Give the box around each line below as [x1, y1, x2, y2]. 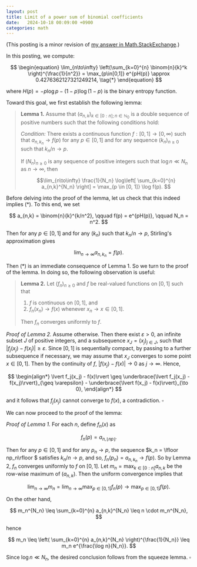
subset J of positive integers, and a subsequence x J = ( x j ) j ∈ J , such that [6, 337, 182, 345]
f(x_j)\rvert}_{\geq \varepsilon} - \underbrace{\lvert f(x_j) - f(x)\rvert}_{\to [9, 379, 188, 386]
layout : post [6, 8, 38, 15]
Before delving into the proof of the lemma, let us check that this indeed [6, 194, 181, 202]
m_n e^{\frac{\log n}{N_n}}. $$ [61, 542, 136, 549]
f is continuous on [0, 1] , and [29, 299, 98, 306]
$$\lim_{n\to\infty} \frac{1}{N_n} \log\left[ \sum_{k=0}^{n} [36, 177, 176, 184]
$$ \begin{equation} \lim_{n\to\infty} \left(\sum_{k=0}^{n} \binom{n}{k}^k [10, 64, 188, 71]
